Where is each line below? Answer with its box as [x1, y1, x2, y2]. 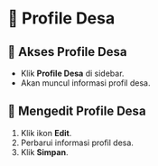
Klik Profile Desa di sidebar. [20, 68, 125, 78]
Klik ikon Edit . [20, 127, 72, 138]
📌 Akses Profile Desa [7, 44, 127, 60]
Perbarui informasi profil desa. [20, 137, 134, 148]
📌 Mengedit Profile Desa [7, 104, 146, 119]
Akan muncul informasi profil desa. [20, 78, 151, 88]
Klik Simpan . [20, 146, 69, 157]
